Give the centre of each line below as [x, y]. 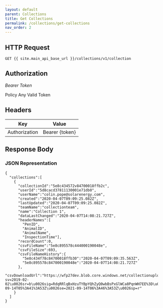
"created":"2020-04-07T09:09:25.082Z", [58, 199]
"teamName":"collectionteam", [48, 208]
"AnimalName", [37, 233]
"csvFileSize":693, [37, 250]
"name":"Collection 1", [42, 212]
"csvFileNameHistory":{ [42, 254]
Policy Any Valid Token [28, 95]
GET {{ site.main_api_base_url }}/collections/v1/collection [68, 58]
